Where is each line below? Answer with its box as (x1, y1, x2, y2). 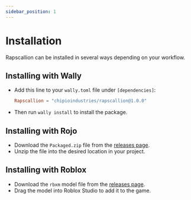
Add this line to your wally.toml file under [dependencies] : (14, 86, 156, 93)
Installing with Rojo (5, 125, 77, 136)
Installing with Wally (5, 70, 82, 80)
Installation (5, 34, 62, 47)
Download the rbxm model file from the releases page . (14, 180, 145, 188)
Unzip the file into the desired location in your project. (14, 148, 145, 155)
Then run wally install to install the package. (14, 109, 128, 116)
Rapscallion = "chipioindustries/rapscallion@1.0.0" (14, 98, 147, 104)
